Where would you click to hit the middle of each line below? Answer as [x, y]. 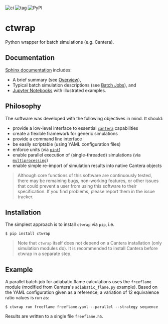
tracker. [25, 197]
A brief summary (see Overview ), [47, 79]
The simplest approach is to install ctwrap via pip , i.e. [60, 224]
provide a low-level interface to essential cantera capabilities [75, 128]
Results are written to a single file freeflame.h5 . [54, 316]
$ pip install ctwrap [28, 234]
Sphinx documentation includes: [38, 70]
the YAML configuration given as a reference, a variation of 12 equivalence [82, 292]
